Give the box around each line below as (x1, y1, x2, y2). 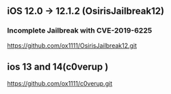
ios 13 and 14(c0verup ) (7, 61, 109, 73)
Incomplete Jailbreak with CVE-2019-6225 (7, 26, 153, 35)
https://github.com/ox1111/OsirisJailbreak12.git (7, 41, 137, 50)
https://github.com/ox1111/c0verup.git (7, 79, 113, 87)
